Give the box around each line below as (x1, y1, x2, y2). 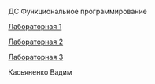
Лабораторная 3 (8, 53, 64, 61)
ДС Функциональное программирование (8, 7, 148, 16)
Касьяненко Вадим (8, 68, 72, 77)
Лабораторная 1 (8, 22, 62, 31)
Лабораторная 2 (8, 37, 64, 46)
